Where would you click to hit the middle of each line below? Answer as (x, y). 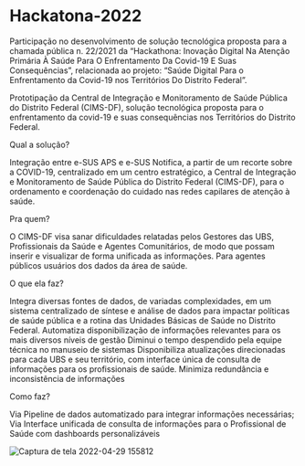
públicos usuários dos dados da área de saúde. (99, 265)
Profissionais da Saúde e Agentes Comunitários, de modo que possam (142, 246)
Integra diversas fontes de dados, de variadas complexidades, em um (141, 301)
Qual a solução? (40, 144)
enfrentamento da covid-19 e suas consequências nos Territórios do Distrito (152, 117)
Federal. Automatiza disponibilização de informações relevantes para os (145, 330)
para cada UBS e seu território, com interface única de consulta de (136, 359)
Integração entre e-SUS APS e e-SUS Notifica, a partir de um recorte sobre (151, 162)
